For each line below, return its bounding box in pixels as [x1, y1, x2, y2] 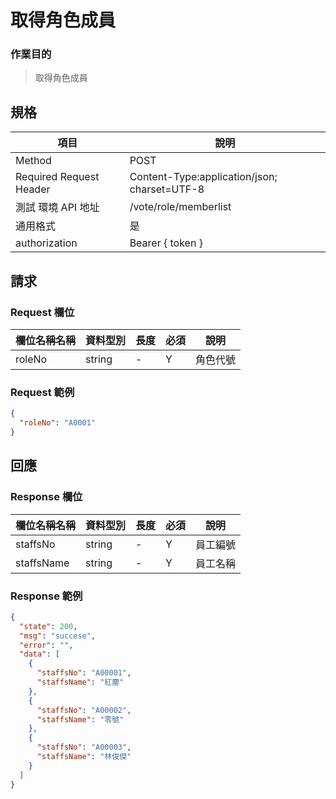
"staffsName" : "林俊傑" [36, 752, 132, 762]
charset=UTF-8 [129, 182, 205, 196]
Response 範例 [10, 589, 83, 603]
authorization [15, 236, 78, 250]
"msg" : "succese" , [19, 631, 97, 641]
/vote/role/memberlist [129, 200, 232, 214]
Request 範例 [10, 385, 75, 399]
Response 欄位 [10, 490, 83, 504]
